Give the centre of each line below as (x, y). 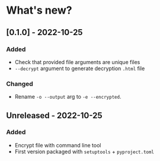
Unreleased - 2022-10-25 (54, 116)
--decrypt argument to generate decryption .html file (80, 68)
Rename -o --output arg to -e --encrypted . (68, 97)
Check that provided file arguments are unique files (77, 62)
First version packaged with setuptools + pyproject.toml (84, 151)
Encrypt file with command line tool (58, 145)
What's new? (39, 10)
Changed (20, 84)
